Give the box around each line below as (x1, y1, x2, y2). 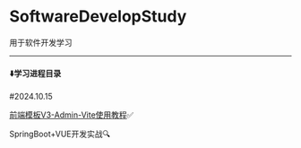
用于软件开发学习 (9, 37, 73, 48)
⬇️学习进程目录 (9, 67, 62, 78)
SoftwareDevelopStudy (9, 6, 187, 27)
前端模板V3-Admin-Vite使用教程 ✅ (9, 109, 134, 120)
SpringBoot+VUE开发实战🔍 (9, 128, 111, 140)
